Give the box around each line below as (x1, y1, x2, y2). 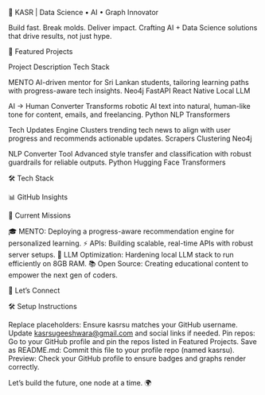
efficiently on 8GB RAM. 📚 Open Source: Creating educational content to (8, 259, 249, 268)
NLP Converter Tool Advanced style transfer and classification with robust (8, 149, 252, 158)
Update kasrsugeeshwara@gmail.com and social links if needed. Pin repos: (8, 328, 256, 338)
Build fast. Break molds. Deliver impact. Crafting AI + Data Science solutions (8, 23, 258, 32)
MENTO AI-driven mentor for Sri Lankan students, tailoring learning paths (8, 78, 249, 87)
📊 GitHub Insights (8, 192, 68, 202)
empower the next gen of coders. (8, 270, 118, 280)
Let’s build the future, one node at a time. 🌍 (8, 378, 152, 387)
